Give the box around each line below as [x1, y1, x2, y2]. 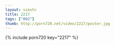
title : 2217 [5, 12, 30, 17]
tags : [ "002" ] [5, 16, 35, 21]
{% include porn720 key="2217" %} [5, 35, 79, 41]
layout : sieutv [5, 7, 37, 12]
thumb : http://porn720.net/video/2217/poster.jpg [5, 21, 111, 26]
